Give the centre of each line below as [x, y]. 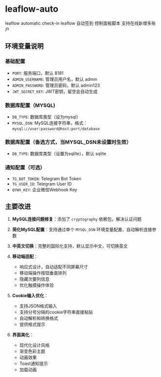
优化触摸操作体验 [37, 285]
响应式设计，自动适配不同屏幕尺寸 [54, 267]
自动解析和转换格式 [39, 318]
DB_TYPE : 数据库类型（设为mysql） [46, 117]
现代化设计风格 [34, 345]
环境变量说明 [24, 46]
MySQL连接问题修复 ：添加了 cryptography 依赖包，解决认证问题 [77, 219]
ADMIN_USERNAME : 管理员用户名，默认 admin [55, 79]
